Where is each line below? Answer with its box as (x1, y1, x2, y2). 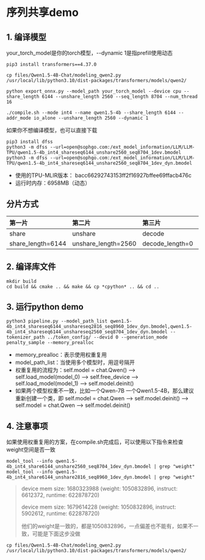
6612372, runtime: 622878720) (21, 491, 99, 499)
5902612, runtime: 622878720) (21, 510, 100, 517)
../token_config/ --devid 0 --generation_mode (47, 334, 168, 340)
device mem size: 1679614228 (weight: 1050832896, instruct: (21, 503, 176, 511)
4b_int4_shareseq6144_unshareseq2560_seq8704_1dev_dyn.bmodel (6, 329, 168, 335)
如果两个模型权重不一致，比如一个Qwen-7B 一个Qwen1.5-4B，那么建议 (15, 387, 194, 395)
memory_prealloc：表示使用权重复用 (15, 351, 107, 359)
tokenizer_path (6, 334, 45, 340)
